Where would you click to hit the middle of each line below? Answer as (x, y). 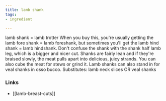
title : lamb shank (24, 10)
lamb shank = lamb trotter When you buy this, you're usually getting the (79, 37)
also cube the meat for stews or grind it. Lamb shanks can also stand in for (82, 64)
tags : (11, 14)
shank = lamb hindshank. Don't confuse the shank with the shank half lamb (83, 48)
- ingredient (19, 19)
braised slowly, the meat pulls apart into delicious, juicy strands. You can (80, 59)
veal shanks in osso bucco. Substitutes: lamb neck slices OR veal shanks (81, 69)
